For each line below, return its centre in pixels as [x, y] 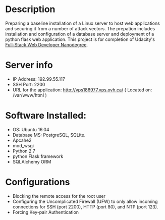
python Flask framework [38, 156]
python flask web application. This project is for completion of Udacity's [80, 39]
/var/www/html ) [30, 95]
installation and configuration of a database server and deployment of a [80, 34]
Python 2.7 [24, 151]
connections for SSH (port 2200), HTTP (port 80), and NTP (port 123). [85, 207]
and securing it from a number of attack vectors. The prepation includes [80, 28]
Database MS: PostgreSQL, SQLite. [49, 135]
